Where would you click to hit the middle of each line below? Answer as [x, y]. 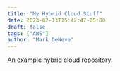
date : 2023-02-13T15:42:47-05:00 [56, 20]
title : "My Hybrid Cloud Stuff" [55, 14]
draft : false [26, 27]
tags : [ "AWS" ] [28, 33]
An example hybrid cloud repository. [60, 60]
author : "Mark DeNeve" [41, 40]
